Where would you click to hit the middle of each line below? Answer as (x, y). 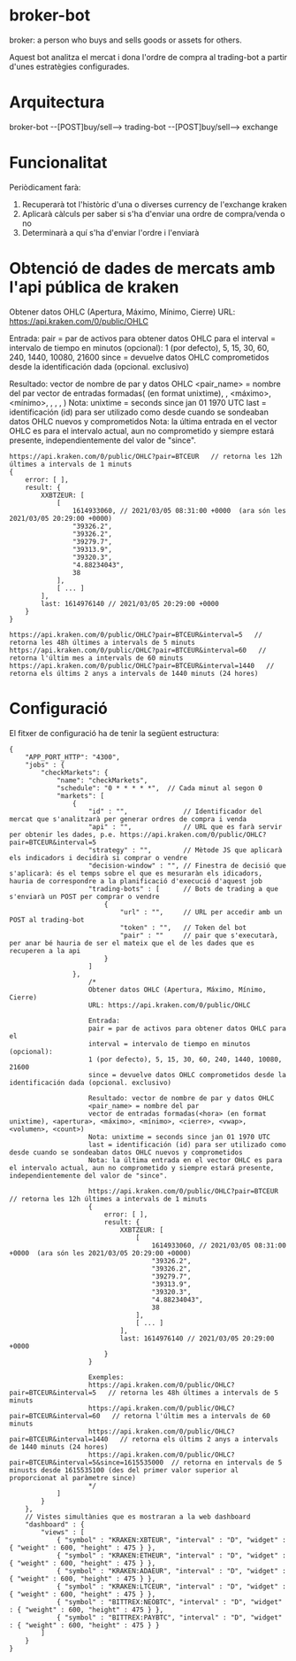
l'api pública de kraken (94, 287)
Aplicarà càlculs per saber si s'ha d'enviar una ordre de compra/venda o (153, 213)
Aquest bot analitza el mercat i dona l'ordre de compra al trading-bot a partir (148, 57)
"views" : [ (63, 1532)
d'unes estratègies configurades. (69, 66)
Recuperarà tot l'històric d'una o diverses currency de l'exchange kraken (154, 204)
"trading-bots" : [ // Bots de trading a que (183, 889)
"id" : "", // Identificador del (175, 811)
